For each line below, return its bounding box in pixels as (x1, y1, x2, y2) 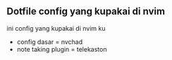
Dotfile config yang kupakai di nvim (6, 6, 166, 17)
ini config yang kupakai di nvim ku (6, 24, 106, 32)
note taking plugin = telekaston (16, 45, 107, 53)
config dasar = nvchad (16, 38, 83, 46)
